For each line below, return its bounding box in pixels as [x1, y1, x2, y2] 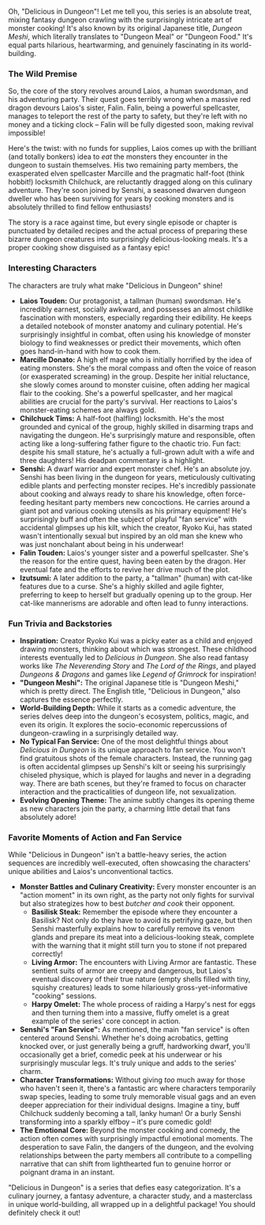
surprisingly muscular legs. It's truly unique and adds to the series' [19, 1058, 237, 1068]
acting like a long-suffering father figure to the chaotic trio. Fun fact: [19, 439, 241, 448]
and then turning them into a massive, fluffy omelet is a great [31, 1008, 230, 1018]
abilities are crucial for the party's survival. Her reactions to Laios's [19, 397, 238, 406]
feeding [19, 497, 45, 507]
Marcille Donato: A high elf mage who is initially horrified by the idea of [19, 355, 252, 364]
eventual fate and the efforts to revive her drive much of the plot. [19, 564, 230, 574]
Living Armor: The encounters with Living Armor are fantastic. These [31, 958, 257, 967]
